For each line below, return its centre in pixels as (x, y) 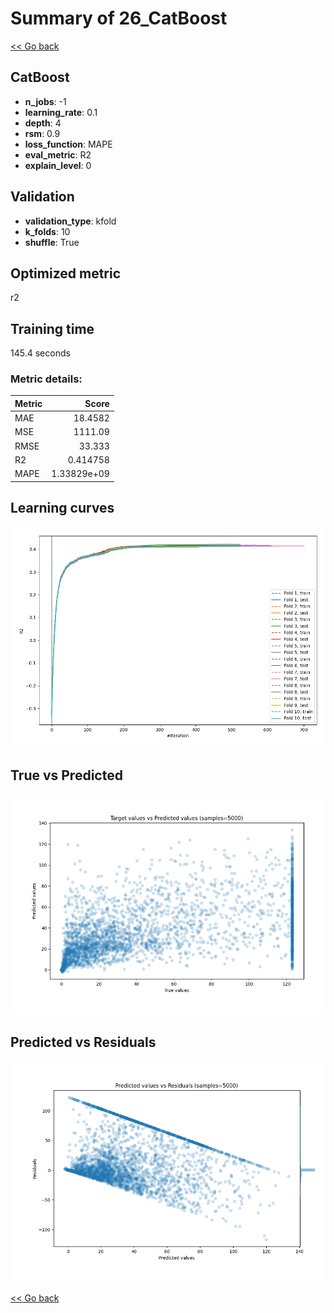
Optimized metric (66, 273)
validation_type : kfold (70, 221)
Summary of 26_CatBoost (119, 18)
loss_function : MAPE (68, 144)
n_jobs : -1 (45, 101)
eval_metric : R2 (58, 154)
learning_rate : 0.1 (61, 112)
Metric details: (46, 379)
